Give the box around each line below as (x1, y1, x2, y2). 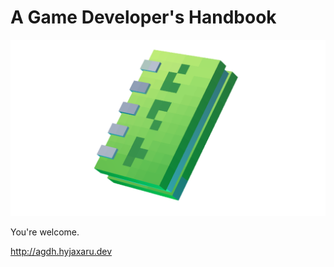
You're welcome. (10, 226, 80, 238)
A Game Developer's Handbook (10, 6, 277, 29)
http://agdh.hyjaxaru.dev (10, 246, 113, 258)
